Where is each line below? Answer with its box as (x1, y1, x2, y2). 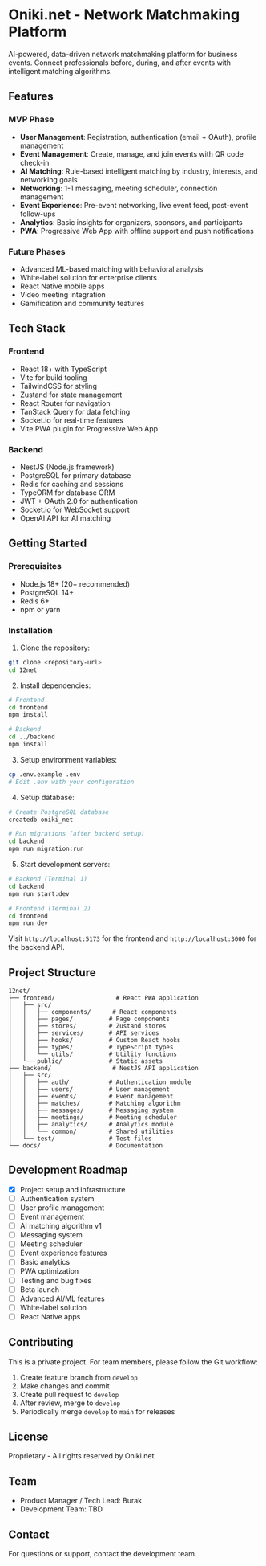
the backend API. (8, 942, 66, 952)
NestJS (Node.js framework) (19, 462, 115, 472)
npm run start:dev (8, 889, 70, 897)
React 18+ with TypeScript (19, 364, 107, 374)
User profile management (19, 1203, 105, 1212)
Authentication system (19, 1193, 95, 1203)
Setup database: (19, 792, 75, 802)
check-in (19, 157, 50, 167)
